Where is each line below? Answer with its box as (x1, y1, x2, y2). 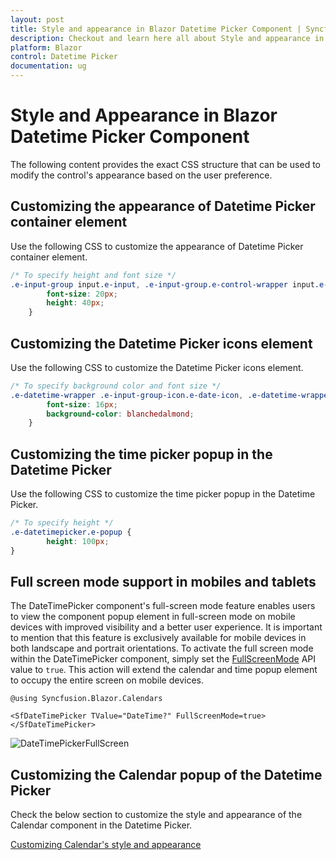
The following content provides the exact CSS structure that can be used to (10, 158, 322, 170)
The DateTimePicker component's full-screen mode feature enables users (10, 600, 316, 612)
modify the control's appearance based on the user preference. (10, 169, 273, 181)
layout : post (10, 14, 65, 25)
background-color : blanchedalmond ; (46, 409, 195, 419)
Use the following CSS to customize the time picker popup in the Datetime (10, 488, 316, 500)
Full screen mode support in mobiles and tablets (10, 574, 317, 591)
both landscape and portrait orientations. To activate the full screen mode (10, 642, 314, 655)
